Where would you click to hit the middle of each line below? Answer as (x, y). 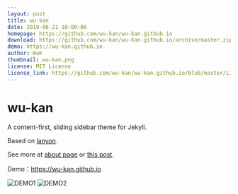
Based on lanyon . (33, 141)
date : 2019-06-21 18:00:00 (47, 27)
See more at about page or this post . (61, 154)
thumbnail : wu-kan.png (41, 60)
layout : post (27, 14)
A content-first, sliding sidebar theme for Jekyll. (77, 127)
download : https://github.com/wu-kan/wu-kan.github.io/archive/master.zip (120, 40)
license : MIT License (39, 66)
